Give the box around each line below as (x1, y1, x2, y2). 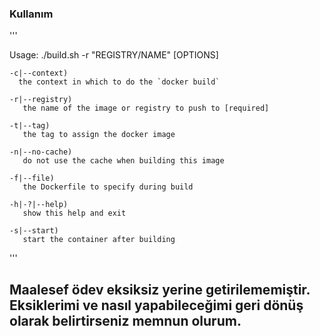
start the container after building (22, 235, 176, 245)
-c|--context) (9, 68, 69, 79)
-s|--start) (9, 226, 59, 236)
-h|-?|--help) (9, 200, 69, 210)
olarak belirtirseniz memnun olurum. (9, 312, 242, 329)
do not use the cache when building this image (22, 156, 225, 166)
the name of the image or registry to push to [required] (22, 103, 270, 114)
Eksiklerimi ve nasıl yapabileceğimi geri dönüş (9, 297, 304, 314)
